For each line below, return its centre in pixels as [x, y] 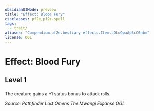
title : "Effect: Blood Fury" [35, 14]
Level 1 [16, 80]
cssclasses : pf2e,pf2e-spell [35, 19]
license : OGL [19, 38]
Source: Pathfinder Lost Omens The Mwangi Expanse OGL [65, 103]
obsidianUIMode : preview [31, 10]
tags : [11, 24]
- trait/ [19, 28]
